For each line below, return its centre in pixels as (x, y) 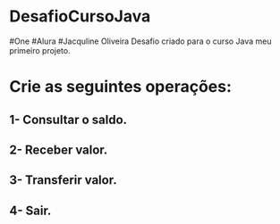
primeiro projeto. (40, 50)
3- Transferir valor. (64, 180)
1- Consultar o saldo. (68, 119)
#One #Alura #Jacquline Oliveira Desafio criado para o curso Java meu (140, 41)
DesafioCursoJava (80, 17)
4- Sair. (30, 210)
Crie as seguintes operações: (121, 87)
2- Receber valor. (59, 149)
